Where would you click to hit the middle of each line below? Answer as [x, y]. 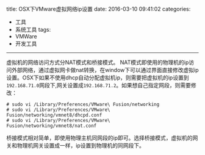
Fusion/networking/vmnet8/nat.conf [52, 126]
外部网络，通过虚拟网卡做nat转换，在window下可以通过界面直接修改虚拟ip [105, 70]
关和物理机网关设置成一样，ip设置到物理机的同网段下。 [75, 146]
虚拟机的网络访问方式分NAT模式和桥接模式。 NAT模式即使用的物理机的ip [98, 62]
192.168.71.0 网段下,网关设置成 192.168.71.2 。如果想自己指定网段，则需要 [99, 85]
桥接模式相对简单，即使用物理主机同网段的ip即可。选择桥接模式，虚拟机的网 [102, 138]
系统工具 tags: [33, 30]
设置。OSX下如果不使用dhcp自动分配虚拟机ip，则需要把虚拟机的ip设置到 [98, 77]
